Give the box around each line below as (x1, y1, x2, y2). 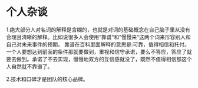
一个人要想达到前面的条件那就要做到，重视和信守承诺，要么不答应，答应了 (6, 48, 187, 55)
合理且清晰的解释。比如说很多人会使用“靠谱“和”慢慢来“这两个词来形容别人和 (6, 33, 191, 40)
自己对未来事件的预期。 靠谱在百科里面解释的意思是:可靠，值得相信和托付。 (6, 41, 190, 48)
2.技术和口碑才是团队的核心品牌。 (6, 75, 88, 83)
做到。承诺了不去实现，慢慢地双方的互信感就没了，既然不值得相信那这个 (16, 56, 192, 63)
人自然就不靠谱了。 (6, 63, 53, 70)
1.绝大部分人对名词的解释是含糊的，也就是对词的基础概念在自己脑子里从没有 (6, 26, 190, 33)
